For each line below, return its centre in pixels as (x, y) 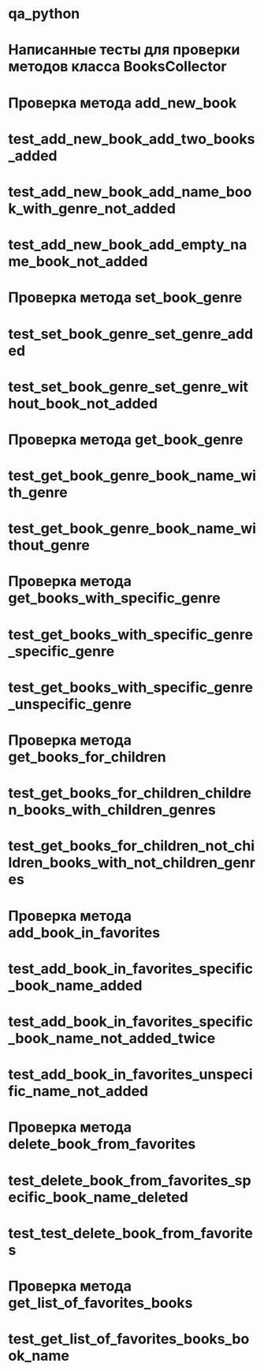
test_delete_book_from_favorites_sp (130, 1180)
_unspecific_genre (70, 704)
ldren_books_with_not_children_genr (132, 863)
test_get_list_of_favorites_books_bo (129, 1339)
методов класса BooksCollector (117, 67)
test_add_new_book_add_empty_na (128, 245)
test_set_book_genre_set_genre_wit (128, 387)
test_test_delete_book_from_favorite (131, 1233)
